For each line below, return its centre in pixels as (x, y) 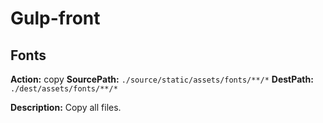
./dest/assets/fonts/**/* (64, 89)
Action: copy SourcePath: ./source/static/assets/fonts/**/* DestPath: (162, 79)
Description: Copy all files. (66, 107)
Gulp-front (55, 18)
